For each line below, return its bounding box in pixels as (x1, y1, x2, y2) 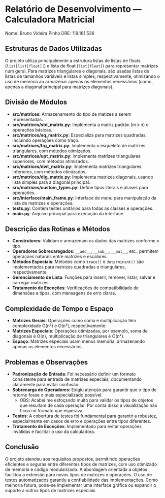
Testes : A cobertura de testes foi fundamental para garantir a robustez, (12, 413, 158, 419)
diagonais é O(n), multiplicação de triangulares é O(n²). (12, 333, 125, 339)
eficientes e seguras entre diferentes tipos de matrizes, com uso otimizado (5, 461, 157, 467)
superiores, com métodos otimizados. (12, 158, 90, 164)
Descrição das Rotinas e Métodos (5, 225, 110, 233)
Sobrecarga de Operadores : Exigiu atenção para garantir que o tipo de (12, 387, 157, 393)
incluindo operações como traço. (12, 137, 80, 143)
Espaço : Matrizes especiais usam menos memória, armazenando (12, 338, 145, 344)
